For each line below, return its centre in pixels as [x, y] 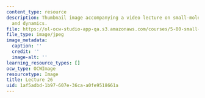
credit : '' [26, 52]
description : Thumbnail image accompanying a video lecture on [88, 18]
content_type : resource [37, 12]
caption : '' [27, 46]
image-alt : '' [30, 57]
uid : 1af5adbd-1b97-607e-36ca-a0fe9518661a [63, 86]
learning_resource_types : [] [43, 63]
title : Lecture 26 [30, 80]
